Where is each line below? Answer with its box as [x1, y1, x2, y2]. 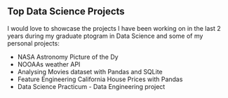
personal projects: [7, 38, 60, 48]
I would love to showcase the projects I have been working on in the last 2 [7, 24, 221, 32]
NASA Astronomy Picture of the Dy [17, 52, 119, 61]
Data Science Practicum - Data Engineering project [17, 82, 166, 90]
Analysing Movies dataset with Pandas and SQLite [17, 67, 163, 76]
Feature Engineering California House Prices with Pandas [17, 75, 183, 83]
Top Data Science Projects [7, 6, 125, 17]
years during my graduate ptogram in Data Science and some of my [7, 31, 203, 40]
